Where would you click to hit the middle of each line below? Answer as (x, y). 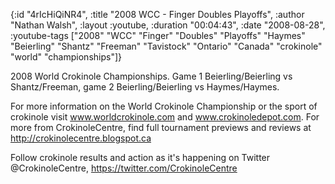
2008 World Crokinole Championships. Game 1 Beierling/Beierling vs (151, 76)
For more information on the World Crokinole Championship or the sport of (164, 106)
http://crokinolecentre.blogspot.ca (81, 138)
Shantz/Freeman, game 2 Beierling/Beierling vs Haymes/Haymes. (145, 87)
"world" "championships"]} (66, 57)
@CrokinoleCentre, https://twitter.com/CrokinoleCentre (124, 168)
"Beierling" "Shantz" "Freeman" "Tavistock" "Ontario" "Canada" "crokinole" (166, 46)
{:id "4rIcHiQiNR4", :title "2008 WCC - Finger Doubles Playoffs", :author (157, 14)
